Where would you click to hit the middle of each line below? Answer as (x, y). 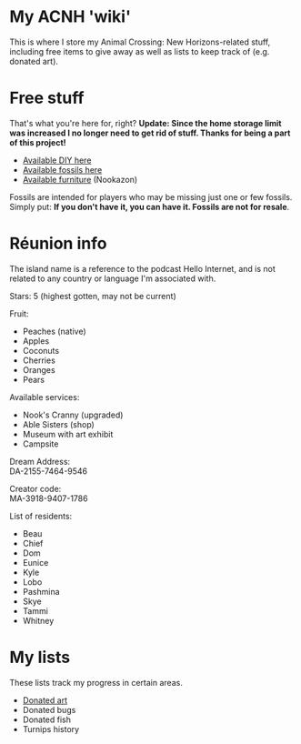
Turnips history (51, 729)
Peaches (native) (54, 331)
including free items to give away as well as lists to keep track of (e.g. (140, 51)
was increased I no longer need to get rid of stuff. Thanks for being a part (150, 133)
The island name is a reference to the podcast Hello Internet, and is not (142, 268)
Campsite (40, 444)
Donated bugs (49, 709)
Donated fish (46, 719)
